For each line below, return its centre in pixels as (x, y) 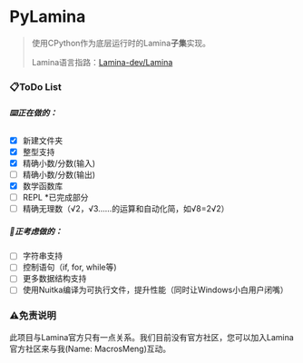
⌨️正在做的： (34, 113)
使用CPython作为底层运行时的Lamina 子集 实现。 (121, 43)
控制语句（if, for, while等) (69, 267)
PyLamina (48, 17)
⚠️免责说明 (33, 316)
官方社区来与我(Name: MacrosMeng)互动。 (90, 348)
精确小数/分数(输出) (59, 175)
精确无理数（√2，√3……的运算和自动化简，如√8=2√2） (126, 209)
